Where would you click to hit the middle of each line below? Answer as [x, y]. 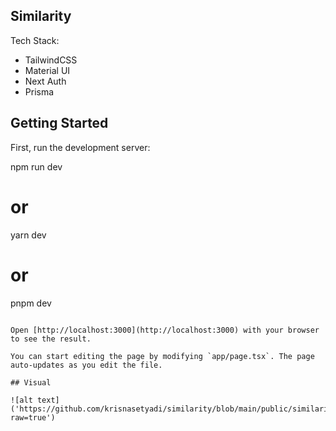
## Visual [31, 382]
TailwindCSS [51, 60]
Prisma [39, 91]
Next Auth [45, 81]
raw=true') [33, 417]
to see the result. [51, 339]
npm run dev [36, 166]
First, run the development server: [80, 147]
